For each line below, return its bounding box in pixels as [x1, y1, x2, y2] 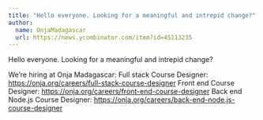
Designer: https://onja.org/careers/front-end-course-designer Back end [8, 87, 242, 96]
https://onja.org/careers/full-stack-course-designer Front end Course [8, 78, 235, 88]
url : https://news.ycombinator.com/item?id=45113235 [15, 33, 193, 42]
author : [8, 19, 34, 27]
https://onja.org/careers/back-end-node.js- [93, 95, 235, 104]
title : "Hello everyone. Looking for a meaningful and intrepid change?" [8, 11, 257, 20]
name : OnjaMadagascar [15, 26, 87, 34]
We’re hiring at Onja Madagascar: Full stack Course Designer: [8, 70, 209, 79]
